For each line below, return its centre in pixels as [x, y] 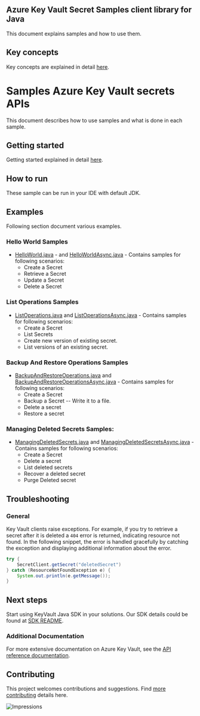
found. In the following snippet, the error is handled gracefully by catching [97, 541]
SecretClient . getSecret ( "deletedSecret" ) [69, 565]
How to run [27, 179]
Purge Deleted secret [50, 480]
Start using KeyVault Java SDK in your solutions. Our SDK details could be [97, 614]
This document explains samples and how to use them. [74, 33]
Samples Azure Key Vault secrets [90, 91]
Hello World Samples [37, 242]
